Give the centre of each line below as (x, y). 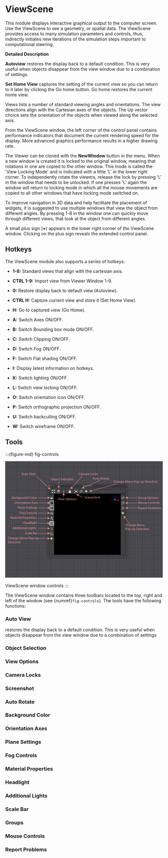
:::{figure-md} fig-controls (32, 454)
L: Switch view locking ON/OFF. (45, 387)
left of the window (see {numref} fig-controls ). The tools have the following (83, 600)
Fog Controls (21, 755)
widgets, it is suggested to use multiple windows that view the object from (82, 208)
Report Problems (26, 849)
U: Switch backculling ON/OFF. (44, 416)
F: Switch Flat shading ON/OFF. (45, 358)
